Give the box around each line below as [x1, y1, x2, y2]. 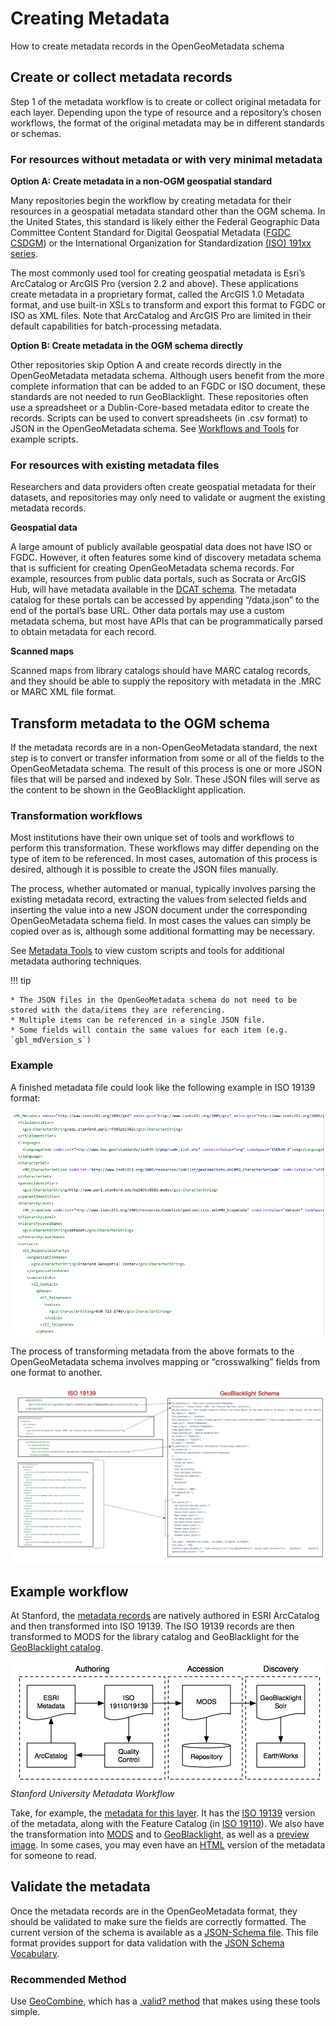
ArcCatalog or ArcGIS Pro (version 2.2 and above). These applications [10, 278, 299, 290]
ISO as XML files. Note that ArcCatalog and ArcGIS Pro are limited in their [10, 310, 312, 322]
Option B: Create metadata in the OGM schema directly [10, 340, 243, 352]
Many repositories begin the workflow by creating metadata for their [10, 195, 292, 207]
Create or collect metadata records [10, 69, 233, 86]
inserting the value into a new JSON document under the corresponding [10, 904, 308, 916]
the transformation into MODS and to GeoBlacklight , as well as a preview [10, 1828, 310, 1840]
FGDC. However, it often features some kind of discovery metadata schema [10, 552, 322, 564]
